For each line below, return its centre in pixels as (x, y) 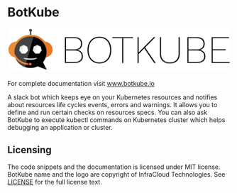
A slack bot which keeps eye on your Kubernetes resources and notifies (112, 97)
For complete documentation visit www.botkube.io (81, 84)
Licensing (29, 150)
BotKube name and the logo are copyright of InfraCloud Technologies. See (116, 175)
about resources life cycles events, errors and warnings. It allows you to (112, 105)
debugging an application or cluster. (60, 128)
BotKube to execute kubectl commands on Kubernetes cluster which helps (116, 120)
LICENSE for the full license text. (55, 182)
